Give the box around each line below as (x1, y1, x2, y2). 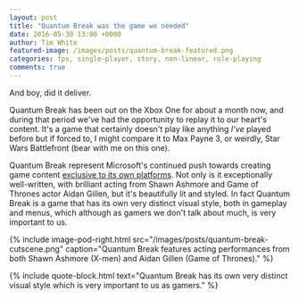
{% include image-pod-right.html (9, 234, 131, 245)
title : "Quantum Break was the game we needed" (9, 21, 190, 30)
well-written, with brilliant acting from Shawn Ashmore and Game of (9, 179, 259, 189)
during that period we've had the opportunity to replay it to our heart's (9, 113, 268, 125)
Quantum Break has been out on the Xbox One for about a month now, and (9, 104, 284, 115)
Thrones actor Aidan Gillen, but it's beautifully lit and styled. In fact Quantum (9, 188, 290, 199)
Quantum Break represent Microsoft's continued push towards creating (9, 160, 271, 170)
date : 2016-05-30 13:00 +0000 (9, 29, 122, 38)
